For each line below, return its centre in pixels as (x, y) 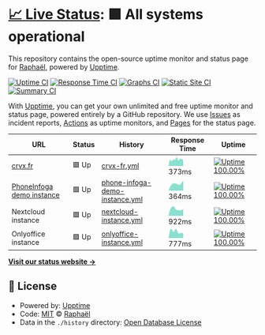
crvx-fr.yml (120, 166)
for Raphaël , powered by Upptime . (64, 66)
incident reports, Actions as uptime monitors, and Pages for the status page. (132, 122)
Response (188, 140)
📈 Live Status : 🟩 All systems (106, 15)
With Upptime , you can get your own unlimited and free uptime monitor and (131, 106)
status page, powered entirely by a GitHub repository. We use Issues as (124, 114)
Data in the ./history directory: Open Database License (110, 322)
